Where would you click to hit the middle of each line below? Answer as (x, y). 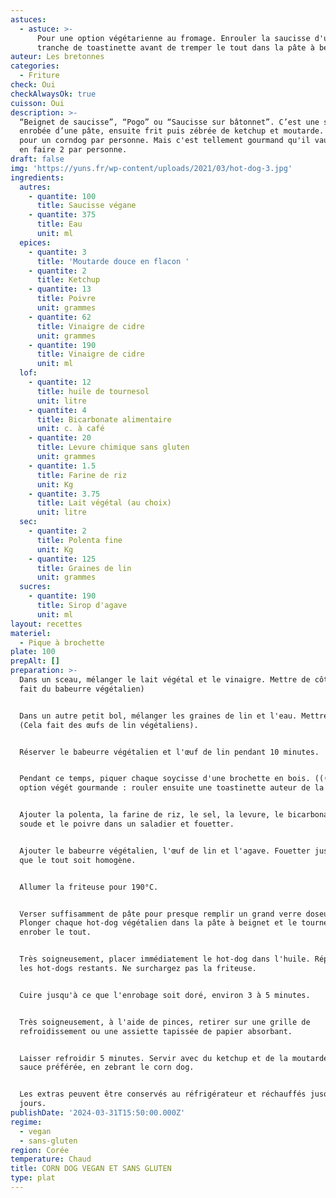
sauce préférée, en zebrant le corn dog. (107, 1067)
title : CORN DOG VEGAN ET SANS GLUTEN (91, 1169)
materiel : (31, 633)
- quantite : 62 (60, 317)
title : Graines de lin (84, 568)
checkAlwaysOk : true (53, 94)
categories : (35, 66)
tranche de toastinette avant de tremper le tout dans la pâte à (175, 47)
